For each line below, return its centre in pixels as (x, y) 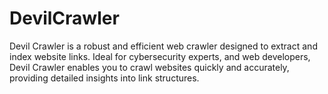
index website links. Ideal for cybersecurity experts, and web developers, (160, 56)
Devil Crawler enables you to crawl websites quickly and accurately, (149, 67)
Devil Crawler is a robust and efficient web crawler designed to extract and (163, 46)
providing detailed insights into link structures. (104, 78)
